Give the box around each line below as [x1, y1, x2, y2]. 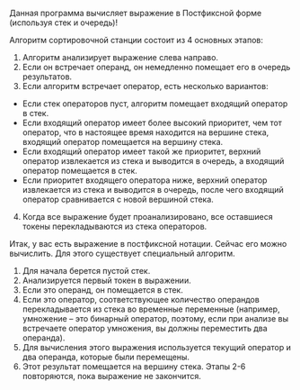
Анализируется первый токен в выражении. [22, 275, 191, 286]
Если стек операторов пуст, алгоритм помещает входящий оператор [22, 98, 288, 109]
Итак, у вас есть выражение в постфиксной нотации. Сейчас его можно [9, 239, 287, 249]
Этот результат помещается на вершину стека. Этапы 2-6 [22, 361, 246, 372]
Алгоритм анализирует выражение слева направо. [22, 52, 218, 62]
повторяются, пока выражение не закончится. [22, 371, 202, 381]
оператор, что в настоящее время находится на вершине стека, [22, 127, 269, 138]
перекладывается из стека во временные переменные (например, [22, 304, 280, 314]
